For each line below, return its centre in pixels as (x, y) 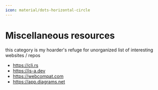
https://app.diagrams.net (39, 82)
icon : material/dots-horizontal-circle (48, 10)
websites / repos (23, 55)
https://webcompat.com (38, 76)
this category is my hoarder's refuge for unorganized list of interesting (79, 50)
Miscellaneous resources (60, 35)
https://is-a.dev (29, 70)
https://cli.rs (25, 65)
